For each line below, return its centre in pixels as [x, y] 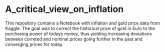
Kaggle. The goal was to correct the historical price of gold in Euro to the [80, 28]
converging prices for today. [34, 44]
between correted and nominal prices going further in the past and [74, 39]
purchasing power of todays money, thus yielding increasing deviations [78, 33]
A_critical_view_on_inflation [64, 9]
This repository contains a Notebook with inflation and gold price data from [82, 23]
